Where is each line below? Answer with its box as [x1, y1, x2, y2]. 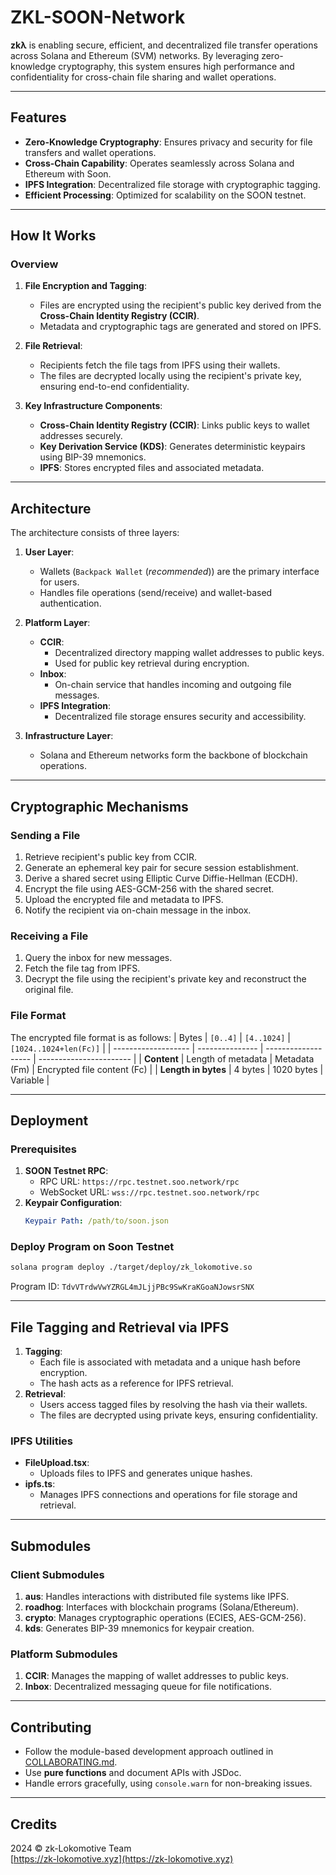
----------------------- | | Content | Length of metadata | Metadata [38, 1052, 315, 1065]
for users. [39, 576, 80, 588]
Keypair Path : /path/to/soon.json [24, 1216, 169, 1226]
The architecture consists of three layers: [10, 527, 180, 539]
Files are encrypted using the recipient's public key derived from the [39, 299, 322, 311]
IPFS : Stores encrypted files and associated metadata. [39, 462, 265, 474]
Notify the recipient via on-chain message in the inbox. [24, 904, 252, 916]
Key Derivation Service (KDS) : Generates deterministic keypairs [39, 441, 306, 453]
